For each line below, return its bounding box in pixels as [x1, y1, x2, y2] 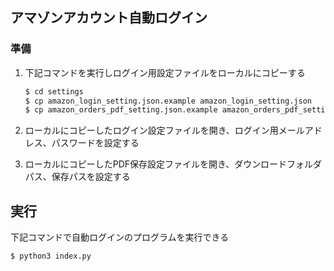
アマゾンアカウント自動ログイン [10, 9, 208, 27]
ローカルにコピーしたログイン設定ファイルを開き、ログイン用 [24, 124, 279, 137]
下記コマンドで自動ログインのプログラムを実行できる [10, 231, 230, 243]
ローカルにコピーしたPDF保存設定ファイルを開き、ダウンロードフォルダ [24, 158, 323, 170]
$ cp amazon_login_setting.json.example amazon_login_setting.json [24, 96, 312, 106]
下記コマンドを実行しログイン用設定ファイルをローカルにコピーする [24, 66, 306, 78]
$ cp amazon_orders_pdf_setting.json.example [24, 105, 218, 115]
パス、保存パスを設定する [24, 171, 131, 183]
